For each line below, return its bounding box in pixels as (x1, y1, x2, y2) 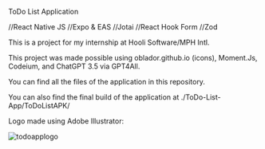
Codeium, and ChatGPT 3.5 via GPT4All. (8, 61, 140, 71)
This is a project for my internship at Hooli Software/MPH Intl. (8, 37, 210, 47)
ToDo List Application (8, 7, 79, 16)
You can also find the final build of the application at (8, 92, 180, 102)
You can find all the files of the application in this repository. (8, 77, 206, 86)
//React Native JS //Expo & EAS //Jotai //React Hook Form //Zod (8, 22, 218, 31)
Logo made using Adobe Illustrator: (8, 116, 125, 126)
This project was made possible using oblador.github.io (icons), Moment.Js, (8, 53, 258, 62)
